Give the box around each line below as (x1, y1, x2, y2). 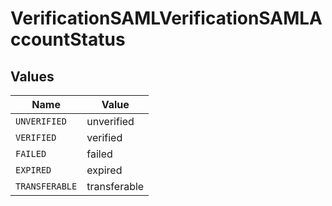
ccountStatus (10, 28, 126, 51)
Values (10, 68, 55, 85)
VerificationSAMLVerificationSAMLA (10, 7, 323, 30)
